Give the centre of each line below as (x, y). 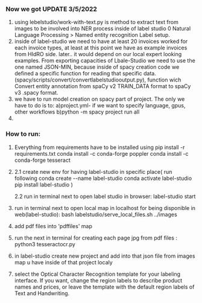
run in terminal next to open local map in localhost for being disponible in (105, 208)
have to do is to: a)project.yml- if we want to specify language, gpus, (100, 106)
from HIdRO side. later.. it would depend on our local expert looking (98, 54)
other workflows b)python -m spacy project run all (77, 112)
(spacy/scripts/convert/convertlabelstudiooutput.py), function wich (98, 80)
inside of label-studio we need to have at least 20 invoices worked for (101, 42)
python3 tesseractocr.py (45, 244)
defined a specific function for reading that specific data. (85, 74)
